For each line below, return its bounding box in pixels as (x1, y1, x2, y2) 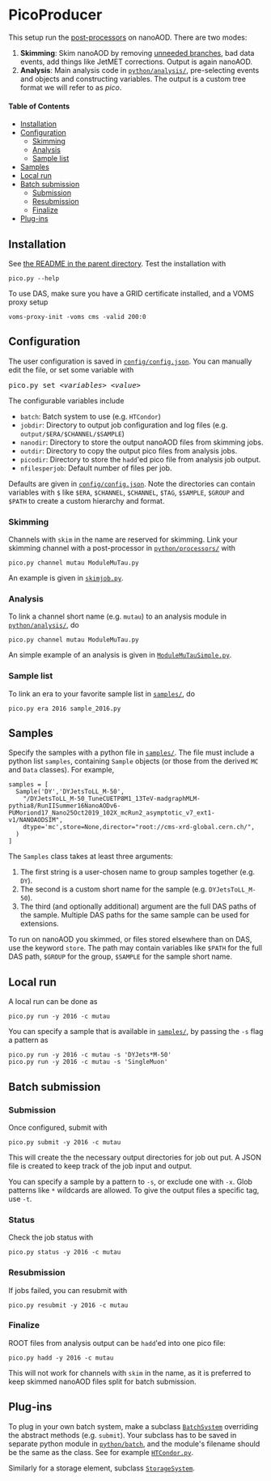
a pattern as (8, 1035, 49, 1045)
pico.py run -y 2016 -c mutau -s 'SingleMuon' (8, 1058, 168, 1066)
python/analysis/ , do (8, 620, 79, 630)
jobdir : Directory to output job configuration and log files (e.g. (19, 419, 228, 430)
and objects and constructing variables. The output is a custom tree (19, 74, 247, 83)
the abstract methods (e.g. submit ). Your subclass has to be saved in (8, 1430, 237, 1440)
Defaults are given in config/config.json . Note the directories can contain (8, 479, 256, 488)
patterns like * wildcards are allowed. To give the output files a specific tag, (8, 1185, 260, 1195)
